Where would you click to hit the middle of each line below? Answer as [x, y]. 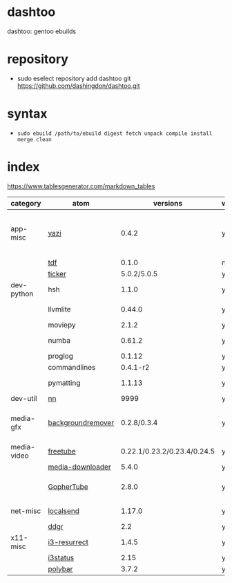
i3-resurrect [68, 542]
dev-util [24, 398]
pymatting [64, 383]
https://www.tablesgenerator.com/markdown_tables [81, 186]
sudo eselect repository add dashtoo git [74, 78]
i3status [61, 557]
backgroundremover [81, 422]
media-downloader [80, 467]
